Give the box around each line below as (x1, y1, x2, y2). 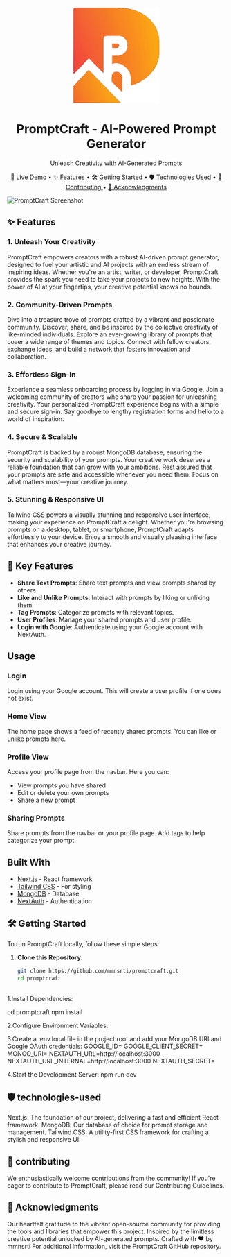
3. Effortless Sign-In (7, 369, 76, 379)
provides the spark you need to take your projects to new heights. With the (7, 275, 220, 283)
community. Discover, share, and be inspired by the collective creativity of (7, 323, 219, 331)
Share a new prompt (17, 796, 75, 804)
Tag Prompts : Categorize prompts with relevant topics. (17, 608, 174, 616)
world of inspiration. (7, 415, 64, 423)
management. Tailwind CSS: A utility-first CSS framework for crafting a (7, 1128, 209, 1136)
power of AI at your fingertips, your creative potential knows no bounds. (7, 282, 212, 291)
